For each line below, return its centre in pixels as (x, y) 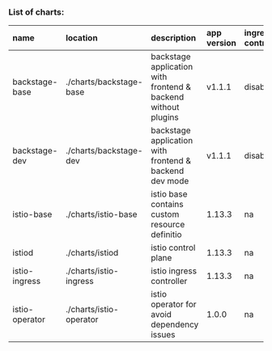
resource (168, 225)
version (221, 43)
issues (163, 335)
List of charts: (36, 12)
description (174, 38)
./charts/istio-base (102, 214)
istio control (173, 247)
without (165, 108)
